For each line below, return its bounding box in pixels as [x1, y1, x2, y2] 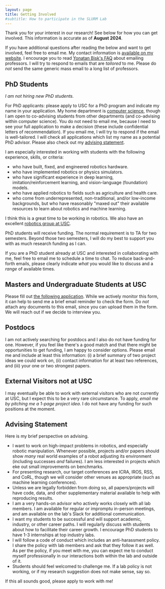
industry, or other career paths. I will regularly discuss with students [12, 521, 150, 527]
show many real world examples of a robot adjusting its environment [12, 453, 152, 459]
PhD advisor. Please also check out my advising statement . [5, 139, 125, 146]
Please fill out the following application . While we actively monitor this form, [5, 293, 159, 299]
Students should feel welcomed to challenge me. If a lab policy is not [12, 563, 152, 569]
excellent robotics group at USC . [5, 221, 71, 227]
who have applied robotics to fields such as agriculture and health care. [12, 190, 158, 196]
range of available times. [5, 266, 55, 272]
